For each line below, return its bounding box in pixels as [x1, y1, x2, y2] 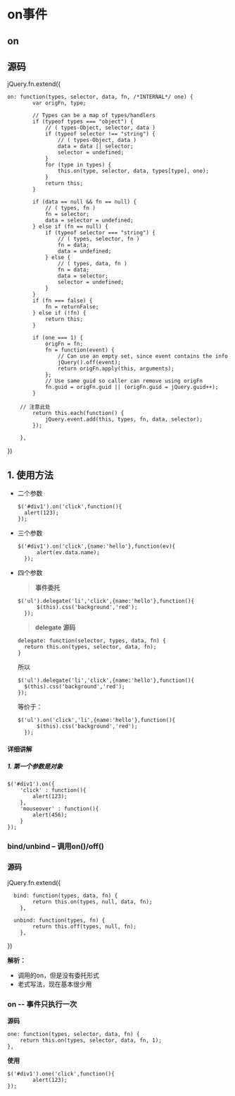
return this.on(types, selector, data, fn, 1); [20, 1037, 162, 1044]
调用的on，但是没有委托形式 [17, 971, 100, 980]
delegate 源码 [34, 623, 76, 632]
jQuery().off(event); [57, 359, 121, 366]
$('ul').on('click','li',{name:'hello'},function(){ [17, 717, 176, 724]
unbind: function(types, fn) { [13, 917, 106, 924]
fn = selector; [44, 211, 90, 218]
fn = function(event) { [44, 347, 115, 354]
